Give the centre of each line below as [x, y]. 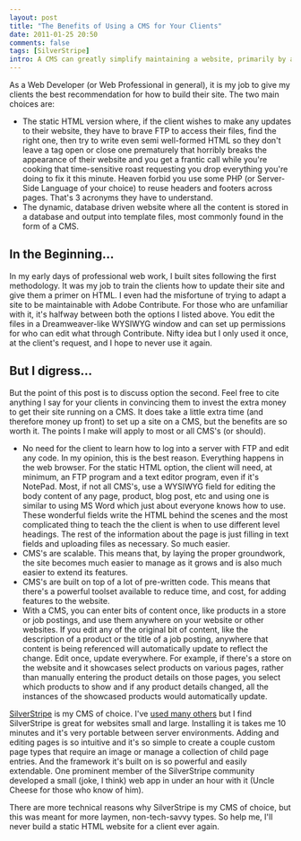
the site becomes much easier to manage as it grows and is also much [152, 563]
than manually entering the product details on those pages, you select [151, 677]
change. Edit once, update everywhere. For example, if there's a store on [157, 658]
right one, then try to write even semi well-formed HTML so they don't [151, 140]
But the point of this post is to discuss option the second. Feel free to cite [144, 392]
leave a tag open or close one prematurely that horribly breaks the [144, 150]
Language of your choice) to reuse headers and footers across [157, 188]
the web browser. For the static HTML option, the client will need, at [147, 467]
